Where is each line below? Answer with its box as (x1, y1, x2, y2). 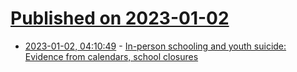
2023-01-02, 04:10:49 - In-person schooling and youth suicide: (24, 40, 287, 52)
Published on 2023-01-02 (10, 7, 230, 30)
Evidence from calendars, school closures (24, 50, 199, 62)
